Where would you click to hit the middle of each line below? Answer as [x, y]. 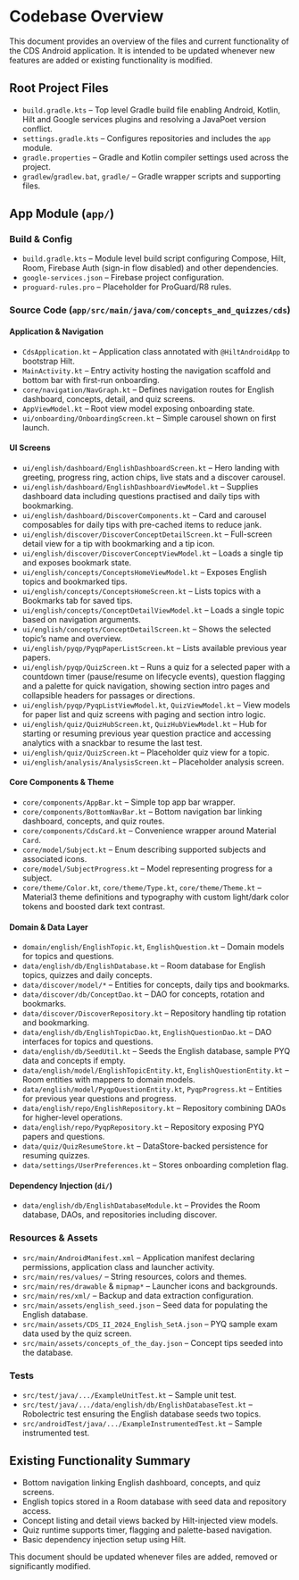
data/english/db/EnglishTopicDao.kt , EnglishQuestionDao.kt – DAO [147, 1032]
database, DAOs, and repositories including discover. [120, 1215]
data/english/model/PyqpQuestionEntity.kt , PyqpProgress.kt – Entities [152, 1089]
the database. [47, 1352]
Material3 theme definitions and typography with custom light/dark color [155, 897]
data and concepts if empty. [74, 1061]
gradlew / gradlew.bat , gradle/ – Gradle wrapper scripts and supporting [151, 176]
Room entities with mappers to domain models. [108, 1080]
